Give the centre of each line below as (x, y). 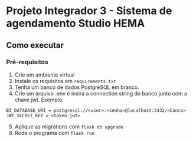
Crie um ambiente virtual (45, 74)
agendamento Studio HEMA (76, 23)
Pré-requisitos (27, 62)
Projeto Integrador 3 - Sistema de (89, 11)
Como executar (35, 45)
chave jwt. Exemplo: (39, 100)
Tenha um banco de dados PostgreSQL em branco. (77, 87)
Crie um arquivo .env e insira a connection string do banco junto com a (101, 93)
